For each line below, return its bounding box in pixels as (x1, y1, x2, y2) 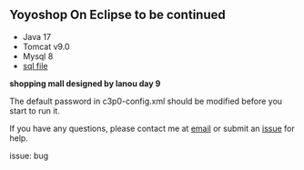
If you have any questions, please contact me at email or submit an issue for (9, 123, 295, 134)
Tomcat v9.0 (22, 41, 70, 52)
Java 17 (22, 31, 52, 42)
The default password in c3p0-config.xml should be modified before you (9, 95, 283, 106)
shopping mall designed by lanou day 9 (9, 77, 161, 89)
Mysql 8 (22, 50, 54, 62)
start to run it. (9, 105, 61, 116)
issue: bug (9, 150, 49, 161)
